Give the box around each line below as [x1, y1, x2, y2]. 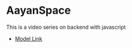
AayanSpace [6, 4, 71, 17]
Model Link [14, 35, 43, 42]
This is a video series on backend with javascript [6, 23, 126, 31]
